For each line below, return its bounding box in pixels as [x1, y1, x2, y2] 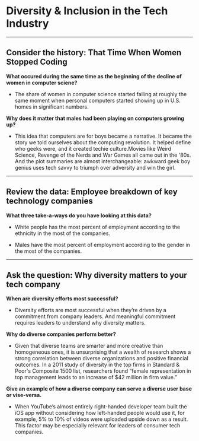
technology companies [6, 196, 93, 206]
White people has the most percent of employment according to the [14, 223, 181, 230]
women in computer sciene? [6, 79, 78, 86]
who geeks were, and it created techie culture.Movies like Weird [14, 145, 172, 152]
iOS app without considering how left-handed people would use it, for [14, 410, 185, 417]
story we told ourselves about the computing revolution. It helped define [14, 138, 191, 146]
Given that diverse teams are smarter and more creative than [14, 342, 163, 350]
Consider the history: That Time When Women [6, 47, 182, 58]
